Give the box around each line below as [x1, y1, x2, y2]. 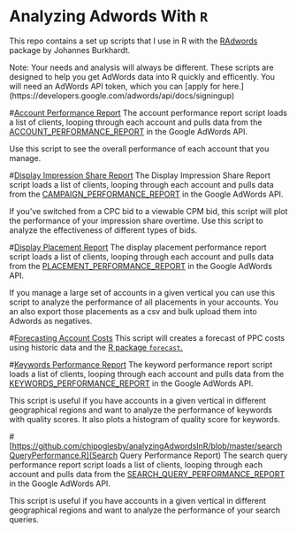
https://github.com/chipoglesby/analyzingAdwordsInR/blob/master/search [11, 440, 283, 451]
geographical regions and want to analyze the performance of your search [9, 505, 281, 515]
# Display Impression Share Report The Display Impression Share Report [9, 170, 271, 181]
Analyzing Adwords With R [9, 6, 209, 27]
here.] [222, 81, 245, 91]
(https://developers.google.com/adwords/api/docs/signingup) [9, 90, 235, 101]
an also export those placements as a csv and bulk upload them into [9, 305, 258, 316]
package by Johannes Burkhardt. [9, 44, 131, 55]
